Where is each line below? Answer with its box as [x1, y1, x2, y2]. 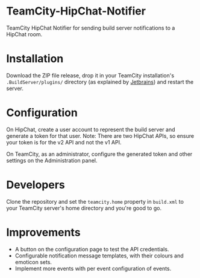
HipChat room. [6, 30, 43, 37]
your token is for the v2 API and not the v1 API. [6, 138, 122, 146]
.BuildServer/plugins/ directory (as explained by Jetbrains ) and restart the [6, 78, 194, 85]
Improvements [6, 225, 81, 239]
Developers [6, 178, 65, 192]
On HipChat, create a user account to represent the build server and [6, 126, 175, 133]
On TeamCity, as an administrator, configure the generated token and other [6, 150, 193, 158]
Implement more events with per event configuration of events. [14, 265, 172, 272]
